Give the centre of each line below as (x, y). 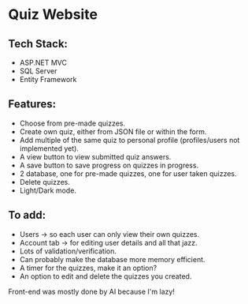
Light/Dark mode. (48, 190)
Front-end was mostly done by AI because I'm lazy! (92, 291)
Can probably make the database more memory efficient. (113, 259)
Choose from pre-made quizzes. (72, 123)
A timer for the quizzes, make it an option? (88, 268)
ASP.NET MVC (43, 62)
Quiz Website (53, 15)
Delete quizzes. (45, 182)
